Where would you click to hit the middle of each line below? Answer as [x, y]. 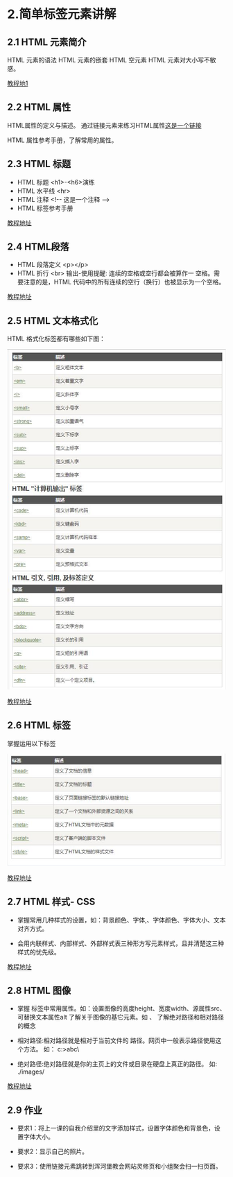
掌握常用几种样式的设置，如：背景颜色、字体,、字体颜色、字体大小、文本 [121, 920]
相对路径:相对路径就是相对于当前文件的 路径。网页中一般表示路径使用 [116, 1040]
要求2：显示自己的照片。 [53, 1151]
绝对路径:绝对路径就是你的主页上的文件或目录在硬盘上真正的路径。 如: [117, 1064]
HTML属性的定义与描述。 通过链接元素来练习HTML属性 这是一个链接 [104, 125]
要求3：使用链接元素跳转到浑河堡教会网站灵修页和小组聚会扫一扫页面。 [119, 1167]
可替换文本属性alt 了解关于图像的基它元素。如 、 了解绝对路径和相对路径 [120, 1017]
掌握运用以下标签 [32, 744]
